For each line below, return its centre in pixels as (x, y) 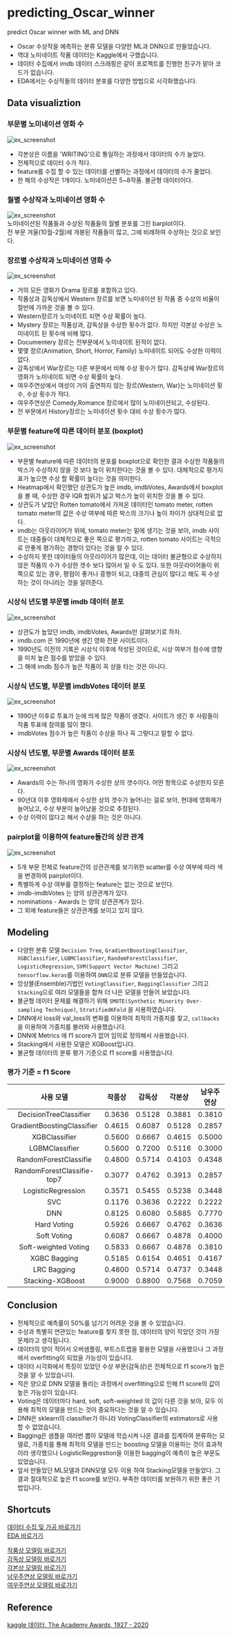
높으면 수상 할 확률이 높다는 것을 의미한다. (86, 478)
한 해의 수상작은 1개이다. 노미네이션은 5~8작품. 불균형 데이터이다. (105, 180)
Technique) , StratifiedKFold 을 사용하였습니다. (110, 1009)
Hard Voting (54, 1224)
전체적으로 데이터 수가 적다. (54, 162)
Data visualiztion (44, 103)
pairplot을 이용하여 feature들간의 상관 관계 (75, 837)
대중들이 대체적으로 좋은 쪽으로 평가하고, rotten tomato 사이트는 (117, 539)
